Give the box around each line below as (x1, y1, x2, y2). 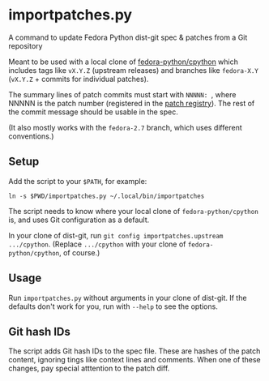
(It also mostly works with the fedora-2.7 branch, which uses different (8, 122, 242, 132)
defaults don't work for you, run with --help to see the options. (8, 302, 219, 311)
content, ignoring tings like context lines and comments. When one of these (8, 355, 261, 365)
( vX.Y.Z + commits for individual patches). (8, 74, 149, 83)
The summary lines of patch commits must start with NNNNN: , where (8, 89, 237, 99)
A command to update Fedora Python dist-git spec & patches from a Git (8, 32, 248, 42)
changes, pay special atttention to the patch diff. (8, 363, 170, 374)
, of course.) (59, 247, 100, 257)
